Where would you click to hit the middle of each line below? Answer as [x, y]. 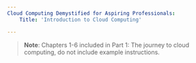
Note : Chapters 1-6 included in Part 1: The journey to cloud [107, 45]
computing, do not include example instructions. [92, 52]
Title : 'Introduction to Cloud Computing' [81, 20]
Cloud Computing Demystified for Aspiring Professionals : [91, 13]
